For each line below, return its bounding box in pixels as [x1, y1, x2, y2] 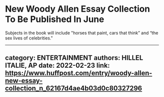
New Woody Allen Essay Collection [5, 3, 150, 15]
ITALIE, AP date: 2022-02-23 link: [5, 61, 110, 70]
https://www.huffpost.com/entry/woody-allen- [5, 69, 152, 78]
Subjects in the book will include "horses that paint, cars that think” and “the [5, 30, 159, 36]
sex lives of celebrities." [5, 35, 53, 41]
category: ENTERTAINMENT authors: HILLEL [5, 54, 143, 62]
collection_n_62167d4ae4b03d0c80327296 [5, 84, 143, 93]
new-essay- [5, 77, 43, 85]
